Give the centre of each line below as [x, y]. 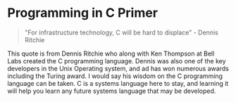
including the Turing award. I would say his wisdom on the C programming [115, 76]
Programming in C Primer [83, 13]
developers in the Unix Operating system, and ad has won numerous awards [118, 68]
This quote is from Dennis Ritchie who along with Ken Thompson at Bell [111, 53]
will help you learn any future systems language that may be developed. [112, 91]
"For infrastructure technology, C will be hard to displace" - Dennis [121, 32]
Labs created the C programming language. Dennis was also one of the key [117, 60]
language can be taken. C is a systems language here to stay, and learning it [118, 83]
